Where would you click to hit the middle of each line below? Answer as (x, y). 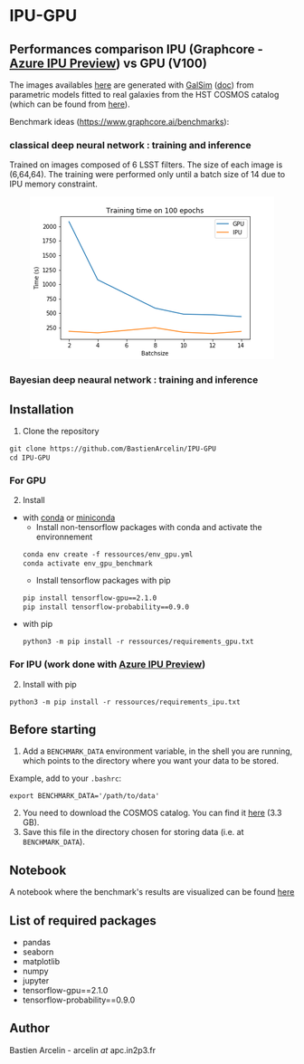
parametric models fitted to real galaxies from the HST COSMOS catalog (144, 95)
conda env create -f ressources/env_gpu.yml (108, 555)
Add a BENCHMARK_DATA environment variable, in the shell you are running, (157, 751)
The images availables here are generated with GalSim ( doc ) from (132, 85)
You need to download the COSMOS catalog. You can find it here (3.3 (152, 813)
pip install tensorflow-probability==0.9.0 (106, 607)
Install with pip (49, 684)
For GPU (28, 480)
